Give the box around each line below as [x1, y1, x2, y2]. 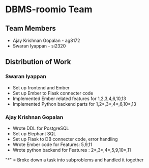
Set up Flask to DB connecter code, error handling [12, 136, 118, 142]
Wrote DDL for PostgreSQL [12, 125, 70, 131]
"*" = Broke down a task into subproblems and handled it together [5, 157, 144, 163]
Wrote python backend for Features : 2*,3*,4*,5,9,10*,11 [12, 147, 131, 153]
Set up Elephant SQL [12, 130, 56, 136]
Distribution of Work [5, 58, 71, 66]
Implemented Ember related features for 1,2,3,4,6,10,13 [12, 95, 126, 102]
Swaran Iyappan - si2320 [12, 43, 66, 49]
